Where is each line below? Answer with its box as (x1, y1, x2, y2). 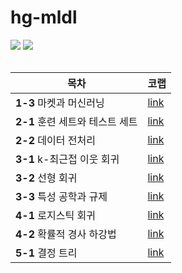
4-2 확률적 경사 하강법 (15, 227, 117, 241)
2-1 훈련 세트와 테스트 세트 (15, 114, 138, 128)
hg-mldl (10, 6, 78, 29)
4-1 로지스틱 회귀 (15, 208, 96, 222)
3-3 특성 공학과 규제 (15, 189, 108, 203)
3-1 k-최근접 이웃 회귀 (15, 152, 120, 166)
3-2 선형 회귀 (15, 171, 78, 185)
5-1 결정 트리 (15, 246, 78, 260)
